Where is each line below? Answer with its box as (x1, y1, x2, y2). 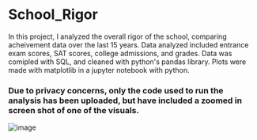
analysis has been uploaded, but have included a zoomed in (8, 95, 243, 106)
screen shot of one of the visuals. (8, 104, 140, 115)
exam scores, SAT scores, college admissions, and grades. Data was (8, 48, 232, 58)
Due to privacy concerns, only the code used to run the (8, 85, 224, 96)
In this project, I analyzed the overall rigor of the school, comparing (8, 32, 227, 41)
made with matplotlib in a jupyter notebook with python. (8, 65, 190, 74)
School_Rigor (8, 6, 99, 24)
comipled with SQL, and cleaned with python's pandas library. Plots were (8, 57, 247, 66)
